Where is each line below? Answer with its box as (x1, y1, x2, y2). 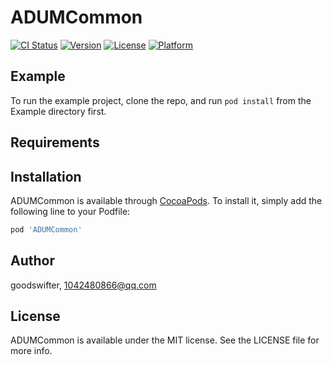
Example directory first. (10, 105, 107, 117)
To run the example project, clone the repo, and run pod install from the (10, 94, 312, 106)
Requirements (10, 134, 100, 151)
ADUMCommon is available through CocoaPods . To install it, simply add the (10, 194, 323, 206)
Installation (10, 168, 82, 185)
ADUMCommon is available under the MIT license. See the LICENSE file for (10, 334, 320, 346)
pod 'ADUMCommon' (10, 224, 83, 235)
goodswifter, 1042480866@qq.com (10, 279, 157, 291)
